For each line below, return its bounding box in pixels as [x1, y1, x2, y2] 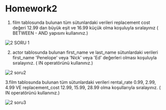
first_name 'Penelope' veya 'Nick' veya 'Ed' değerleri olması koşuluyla [12, 54, 157, 60]
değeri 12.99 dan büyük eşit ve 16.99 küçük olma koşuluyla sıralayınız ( [12, 24, 158, 30]
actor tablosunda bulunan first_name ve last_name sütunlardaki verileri [12, 49, 158, 55]
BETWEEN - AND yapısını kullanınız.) [12, 30, 88, 36]
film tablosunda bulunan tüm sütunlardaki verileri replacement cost [12, 19, 150, 25]
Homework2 [5, 3, 57, 14]
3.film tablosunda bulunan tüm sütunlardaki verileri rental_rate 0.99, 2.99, [5, 79, 156, 85]
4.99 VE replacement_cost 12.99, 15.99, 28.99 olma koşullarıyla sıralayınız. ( [5, 84, 161, 90]
